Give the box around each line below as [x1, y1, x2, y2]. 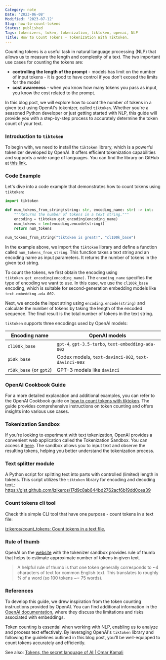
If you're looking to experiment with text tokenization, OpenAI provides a [5, 432, 153, 438]
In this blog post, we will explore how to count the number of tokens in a [5, 99, 152, 105]
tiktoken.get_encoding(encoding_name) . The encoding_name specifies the [5, 274, 153, 280]
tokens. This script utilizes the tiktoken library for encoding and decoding [5, 477, 156, 483]
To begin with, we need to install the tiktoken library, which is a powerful [5, 144, 154, 150]
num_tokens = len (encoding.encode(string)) [14, 221, 105, 226]
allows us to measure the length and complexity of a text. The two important [5, 54, 161, 60]
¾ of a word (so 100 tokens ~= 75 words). [17, 575, 103, 581]
